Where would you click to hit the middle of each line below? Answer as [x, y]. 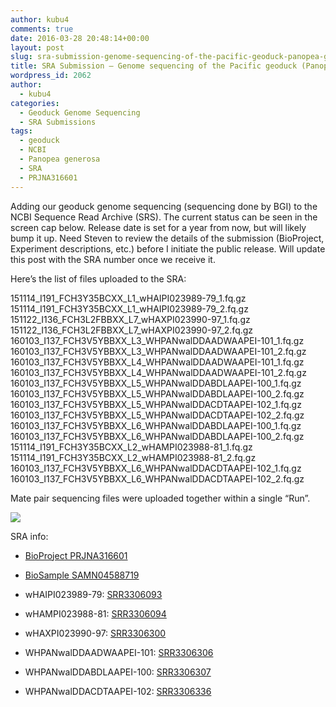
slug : [21, 57]
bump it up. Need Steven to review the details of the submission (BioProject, [167, 238]
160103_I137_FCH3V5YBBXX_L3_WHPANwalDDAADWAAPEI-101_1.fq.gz [157, 340]
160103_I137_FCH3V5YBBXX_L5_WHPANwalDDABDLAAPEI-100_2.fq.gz [157, 393]
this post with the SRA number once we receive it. [113, 259]
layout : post [37, 47]
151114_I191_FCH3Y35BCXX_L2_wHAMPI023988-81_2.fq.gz [133, 457]
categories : [35, 103]
